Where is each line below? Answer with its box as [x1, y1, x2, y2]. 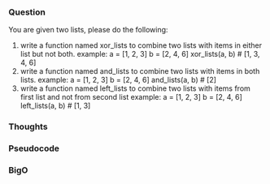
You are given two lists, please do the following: [8, 25, 168, 35]
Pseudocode [8, 143, 59, 154]
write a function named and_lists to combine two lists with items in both [20, 66, 260, 76]
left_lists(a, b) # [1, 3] [20, 101, 91, 111]
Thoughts [8, 121, 48, 132]
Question [8, 6, 46, 18]
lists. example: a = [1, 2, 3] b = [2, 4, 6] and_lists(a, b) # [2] [20, 75, 217, 85]
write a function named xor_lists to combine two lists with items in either [20, 41, 263, 50]
